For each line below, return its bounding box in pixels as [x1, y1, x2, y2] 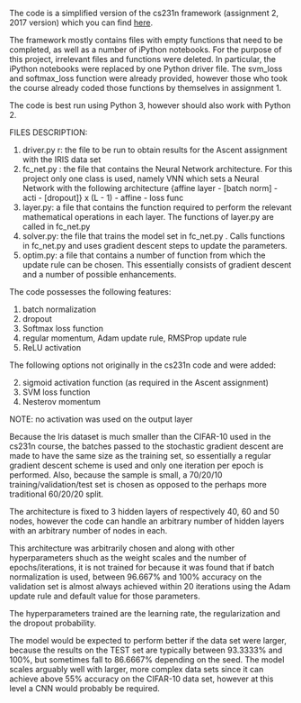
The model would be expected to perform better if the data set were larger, [9, 635, 288, 645]
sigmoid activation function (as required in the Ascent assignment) [22, 378, 270, 388]
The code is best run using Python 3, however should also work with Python [9, 100, 291, 111]
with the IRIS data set [22, 154, 102, 165]
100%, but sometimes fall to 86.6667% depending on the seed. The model [9, 654, 285, 665]
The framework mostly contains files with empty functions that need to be [9, 35, 283, 45]
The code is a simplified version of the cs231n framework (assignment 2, [9, 8, 279, 18]
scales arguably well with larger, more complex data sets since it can [9, 664, 264, 674]
